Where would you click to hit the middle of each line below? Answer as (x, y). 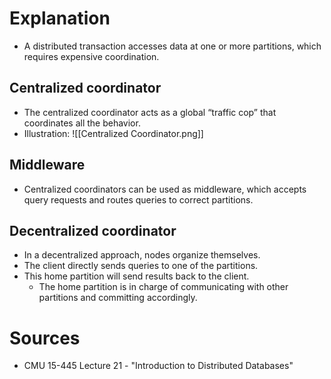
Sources (45, 338)
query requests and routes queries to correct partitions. (138, 199)
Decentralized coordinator (93, 230)
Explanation (60, 18)
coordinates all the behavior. (82, 123)
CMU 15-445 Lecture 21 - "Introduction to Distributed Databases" (158, 366)
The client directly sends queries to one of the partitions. (141, 266)
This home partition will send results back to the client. (136, 276)
